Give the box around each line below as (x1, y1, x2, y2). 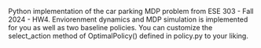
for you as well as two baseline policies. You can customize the (8, 23, 213, 32)
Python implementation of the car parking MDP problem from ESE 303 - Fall (8, 7, 254, 15)
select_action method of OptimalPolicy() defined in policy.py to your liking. (8, 31, 249, 40)
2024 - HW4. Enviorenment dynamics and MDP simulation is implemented (8, 15, 248, 24)
